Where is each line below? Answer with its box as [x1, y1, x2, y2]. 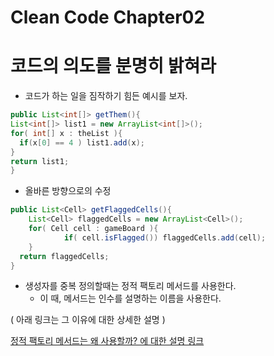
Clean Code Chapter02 [10, 6, 206, 29]
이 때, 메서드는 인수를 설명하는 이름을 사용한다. [39, 292, 222, 305]
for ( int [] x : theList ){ [10, 128, 123, 138]
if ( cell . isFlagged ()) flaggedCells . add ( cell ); [63, 232, 267, 243]
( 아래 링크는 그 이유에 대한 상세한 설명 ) [10, 314, 166, 326]
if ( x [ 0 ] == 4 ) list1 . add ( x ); [19, 137, 145, 148]
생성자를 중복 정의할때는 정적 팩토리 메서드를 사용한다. [24, 280, 237, 292]
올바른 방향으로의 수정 [24, 185, 112, 197]
